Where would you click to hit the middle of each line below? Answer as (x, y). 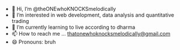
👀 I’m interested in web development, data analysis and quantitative (93, 15)
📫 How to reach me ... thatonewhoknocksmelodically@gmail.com (91, 34)
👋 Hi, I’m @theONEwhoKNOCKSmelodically (64, 9)
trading (20, 21)
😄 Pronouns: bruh (34, 42)
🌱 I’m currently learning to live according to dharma (73, 27)
